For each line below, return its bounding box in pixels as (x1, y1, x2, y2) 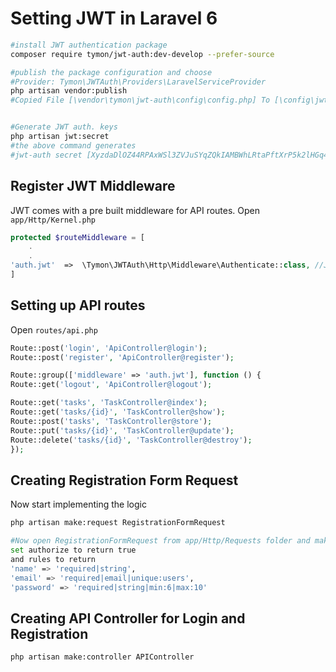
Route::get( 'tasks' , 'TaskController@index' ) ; (10, 398, 208, 408)
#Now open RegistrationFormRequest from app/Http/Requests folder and (10, 536, 311, 546)
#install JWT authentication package (10, 40, 168, 50)
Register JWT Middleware (10, 178, 176, 195)
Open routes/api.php (10, 323, 98, 336)
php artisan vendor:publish (10, 86, 128, 96)
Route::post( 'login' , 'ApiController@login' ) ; (10, 343, 208, 353)
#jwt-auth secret (10, 150, 83, 160)
